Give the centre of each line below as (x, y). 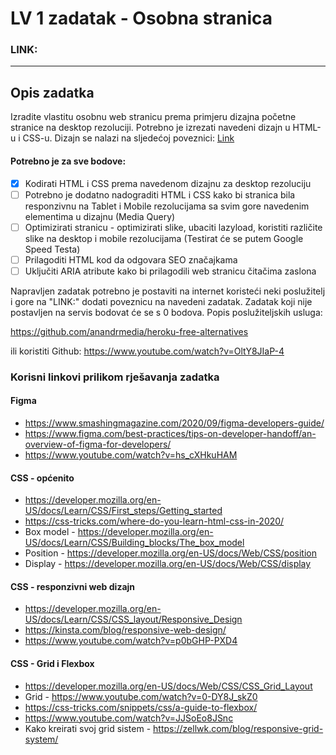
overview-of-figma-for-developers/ (98, 444)
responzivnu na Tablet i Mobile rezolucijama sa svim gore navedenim (167, 206)
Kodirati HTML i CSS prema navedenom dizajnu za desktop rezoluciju (168, 183)
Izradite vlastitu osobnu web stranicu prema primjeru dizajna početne (153, 117)
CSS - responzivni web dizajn (73, 586)
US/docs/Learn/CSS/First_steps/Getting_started (123, 511)
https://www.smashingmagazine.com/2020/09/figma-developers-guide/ (174, 423)
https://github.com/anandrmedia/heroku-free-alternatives (129, 331)
